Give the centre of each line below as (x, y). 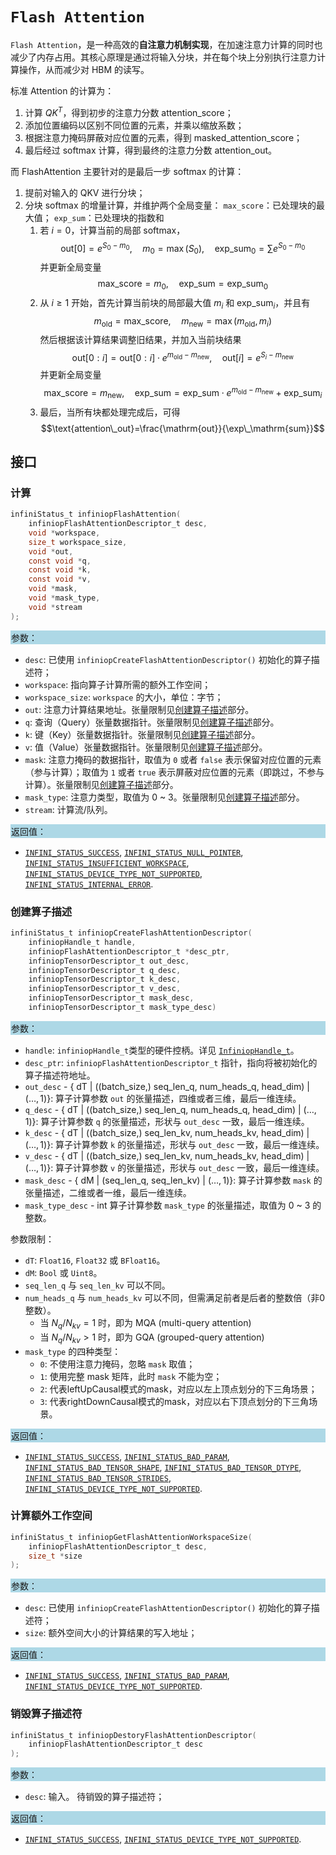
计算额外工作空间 (51, 1516)
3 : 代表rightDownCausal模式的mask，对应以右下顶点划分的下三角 (174, 1401)
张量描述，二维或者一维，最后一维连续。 (108, 1192)
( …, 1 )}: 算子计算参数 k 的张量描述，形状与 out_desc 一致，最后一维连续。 (174, 1144)
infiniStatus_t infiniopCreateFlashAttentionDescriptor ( (131, 933)
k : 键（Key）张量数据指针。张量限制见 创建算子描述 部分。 (142, 734)
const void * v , (60, 579)
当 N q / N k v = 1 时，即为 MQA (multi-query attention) (145, 1323)
